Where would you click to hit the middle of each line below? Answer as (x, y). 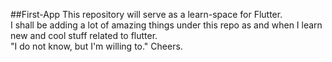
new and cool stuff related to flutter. (84, 35)
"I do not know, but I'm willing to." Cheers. (96, 46)
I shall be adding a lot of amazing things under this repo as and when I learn (166, 25)
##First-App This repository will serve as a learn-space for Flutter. (146, 14)
